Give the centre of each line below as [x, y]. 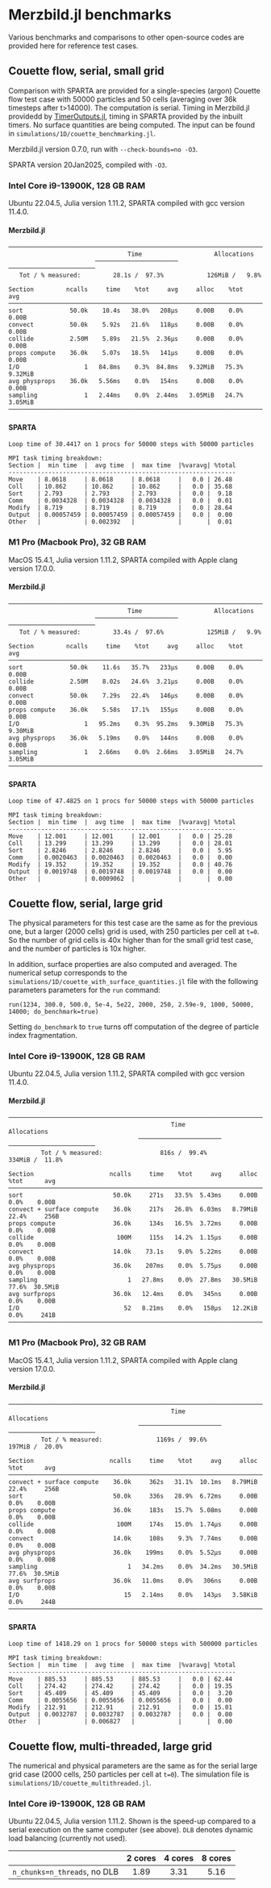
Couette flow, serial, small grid [86, 71]
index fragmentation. [43, 1035]
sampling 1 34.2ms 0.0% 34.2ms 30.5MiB [133, 1566]
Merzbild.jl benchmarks [90, 15]
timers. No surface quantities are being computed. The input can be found [132, 125]
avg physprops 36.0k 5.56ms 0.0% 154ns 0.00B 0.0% [126, 381]
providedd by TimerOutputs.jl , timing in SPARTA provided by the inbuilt [126, 116]
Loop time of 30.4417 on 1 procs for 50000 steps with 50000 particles [131, 444]
